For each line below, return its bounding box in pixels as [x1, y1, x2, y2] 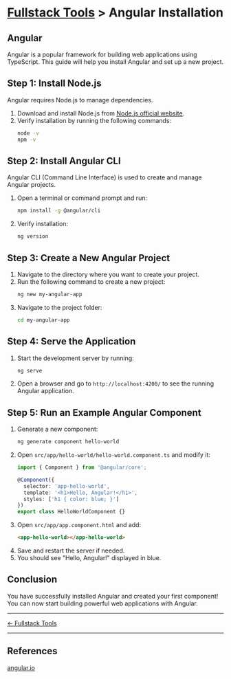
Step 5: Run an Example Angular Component [7, 407, 201, 419]
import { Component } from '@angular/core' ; [16, 464, 147, 471]
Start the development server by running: [16, 354, 134, 362]
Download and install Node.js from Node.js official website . [16, 109, 185, 118]
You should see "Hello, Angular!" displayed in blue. [16, 554, 162, 562]
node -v [16, 129, 39, 137]
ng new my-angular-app [16, 291, 82, 298]
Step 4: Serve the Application [7, 335, 136, 348]
